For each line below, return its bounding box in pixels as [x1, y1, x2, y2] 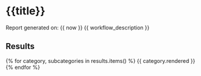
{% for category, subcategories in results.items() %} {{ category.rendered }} [5, 57, 196, 64]
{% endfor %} [5, 63, 40, 71]
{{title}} [5, 4, 46, 18]
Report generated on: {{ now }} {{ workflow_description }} [5, 24, 150, 31]
